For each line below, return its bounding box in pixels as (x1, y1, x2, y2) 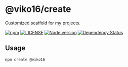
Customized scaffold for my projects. (5, 20, 81, 26)
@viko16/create (5, 3, 71, 15)
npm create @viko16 (5, 57, 45, 62)
